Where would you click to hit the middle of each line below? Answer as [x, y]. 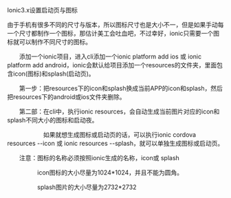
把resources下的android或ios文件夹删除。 [66, 97]
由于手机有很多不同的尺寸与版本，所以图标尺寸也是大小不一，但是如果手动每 [115, 25]
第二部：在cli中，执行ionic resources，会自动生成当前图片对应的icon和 [119, 111]
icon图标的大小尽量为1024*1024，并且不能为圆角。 [110, 173]
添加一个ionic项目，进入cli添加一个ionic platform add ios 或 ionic [110, 56]
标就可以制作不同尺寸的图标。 [49, 42]
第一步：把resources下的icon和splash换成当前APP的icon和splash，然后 [121, 88]
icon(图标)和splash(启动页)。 [54, 74]
